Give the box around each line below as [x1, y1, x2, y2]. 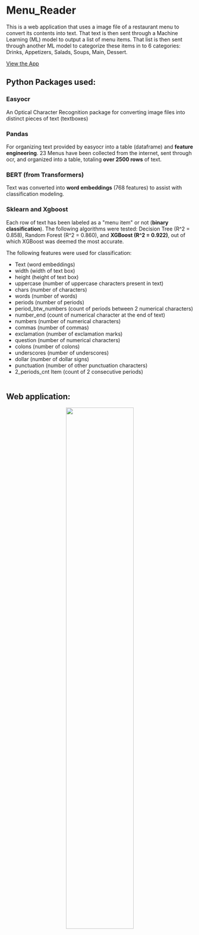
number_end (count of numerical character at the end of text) [14, 311, 165, 318]
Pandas [6, 129, 29, 138]
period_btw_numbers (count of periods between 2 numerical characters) [14, 305, 194, 312]
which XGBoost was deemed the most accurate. [6, 238, 124, 245]
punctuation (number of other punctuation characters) [14, 362, 148, 369]
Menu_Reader [6, 4, 76, 17]
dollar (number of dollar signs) [14, 355, 89, 362]
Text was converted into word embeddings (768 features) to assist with [6, 184, 182, 191]
